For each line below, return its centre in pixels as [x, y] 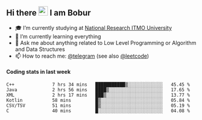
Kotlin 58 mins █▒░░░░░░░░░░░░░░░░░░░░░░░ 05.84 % [98, 100]
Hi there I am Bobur [49, 13]
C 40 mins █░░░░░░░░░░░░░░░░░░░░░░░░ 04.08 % [98, 111]
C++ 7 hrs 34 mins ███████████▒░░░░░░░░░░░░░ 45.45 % [98, 85]
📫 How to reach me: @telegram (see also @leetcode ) [82, 56]
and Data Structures [40, 49]
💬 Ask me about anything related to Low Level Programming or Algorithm [106, 43]
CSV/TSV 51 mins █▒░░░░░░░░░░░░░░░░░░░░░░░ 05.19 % [98, 106]
